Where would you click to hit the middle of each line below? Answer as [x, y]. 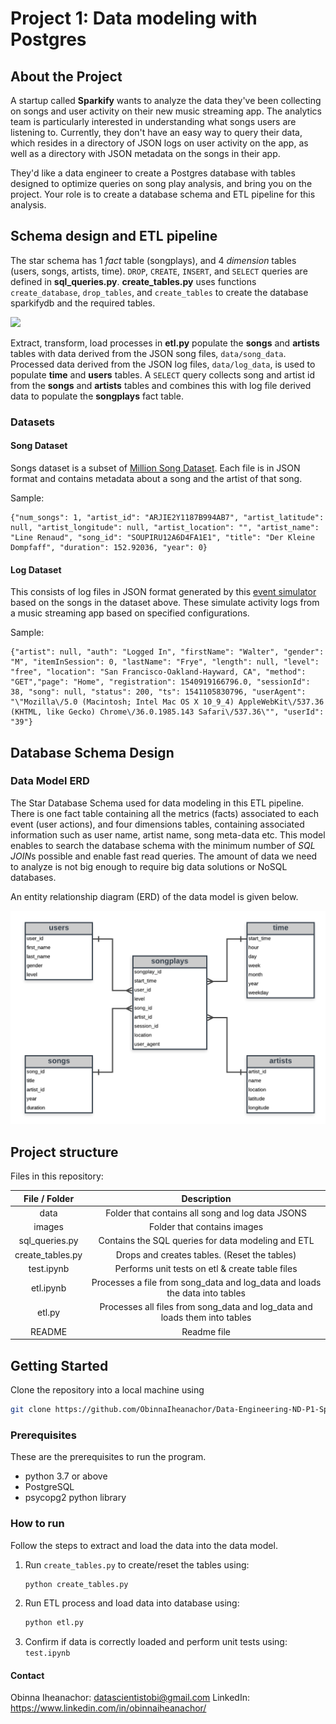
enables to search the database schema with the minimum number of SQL [163, 845]
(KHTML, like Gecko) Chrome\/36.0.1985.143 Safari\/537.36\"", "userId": [167, 712]
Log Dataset [36, 569]
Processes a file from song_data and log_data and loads [206, 1283]
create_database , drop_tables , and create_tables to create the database [159, 292]
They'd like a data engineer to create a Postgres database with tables [153, 173]
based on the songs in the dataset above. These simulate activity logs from [165, 603]
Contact [27, 1675]
